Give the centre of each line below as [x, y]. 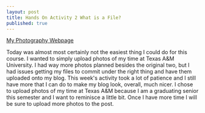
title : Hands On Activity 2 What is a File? [64, 18]
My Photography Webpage [40, 41]
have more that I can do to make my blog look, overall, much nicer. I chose [100, 84]
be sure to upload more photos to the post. [60, 104]
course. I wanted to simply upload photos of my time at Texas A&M [91, 59]
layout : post [23, 12]
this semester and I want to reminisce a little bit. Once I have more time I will [102, 97]
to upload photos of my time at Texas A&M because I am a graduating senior [103, 91]
